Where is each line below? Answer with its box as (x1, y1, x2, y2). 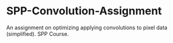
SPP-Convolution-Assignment (6, 4, 162, 18)
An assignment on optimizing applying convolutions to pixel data (6, 24, 168, 31)
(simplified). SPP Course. (6, 30, 69, 37)
